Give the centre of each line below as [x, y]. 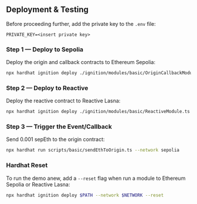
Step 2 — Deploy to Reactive [47, 88]
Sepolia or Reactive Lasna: [38, 184]
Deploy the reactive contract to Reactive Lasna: [63, 101]
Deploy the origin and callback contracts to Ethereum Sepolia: [81, 62]
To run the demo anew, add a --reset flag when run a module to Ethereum [96, 178]
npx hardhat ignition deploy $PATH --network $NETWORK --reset [85, 195]
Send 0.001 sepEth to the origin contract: [55, 139]
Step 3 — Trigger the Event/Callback [59, 127]
